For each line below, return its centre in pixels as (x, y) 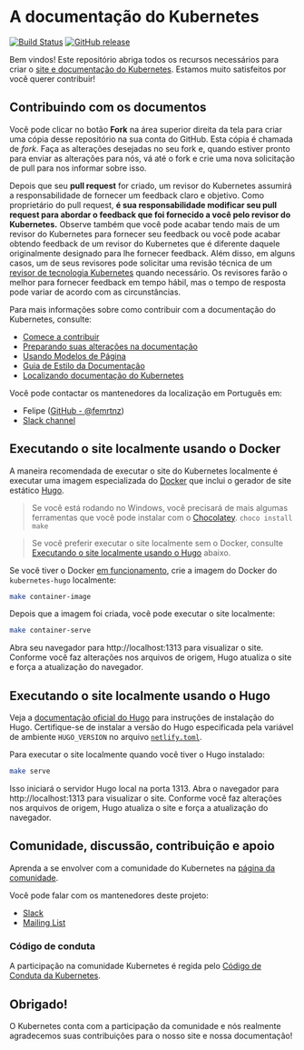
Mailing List (44, 922)
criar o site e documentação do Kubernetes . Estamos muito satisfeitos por (148, 69)
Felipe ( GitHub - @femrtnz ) (74, 410)
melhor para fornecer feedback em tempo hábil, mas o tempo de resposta (147, 282)
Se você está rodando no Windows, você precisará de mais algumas (160, 507)
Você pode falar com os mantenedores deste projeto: (109, 895)
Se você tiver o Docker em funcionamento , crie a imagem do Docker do (143, 570)
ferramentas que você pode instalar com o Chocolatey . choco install (162, 517)
